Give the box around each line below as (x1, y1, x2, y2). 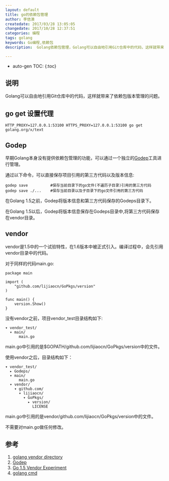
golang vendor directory (12, 454, 63, 460)
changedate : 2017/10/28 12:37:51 (5, 26, 75, 31)
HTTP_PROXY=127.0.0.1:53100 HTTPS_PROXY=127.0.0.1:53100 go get (5, 123, 143, 128)
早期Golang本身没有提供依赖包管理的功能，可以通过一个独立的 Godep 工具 (5, 155, 157, 161)
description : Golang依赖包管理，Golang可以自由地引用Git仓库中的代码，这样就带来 (5, 45, 164, 50)
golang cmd (12, 470, 38, 476)
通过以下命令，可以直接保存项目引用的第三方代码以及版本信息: (5, 172, 135, 178)
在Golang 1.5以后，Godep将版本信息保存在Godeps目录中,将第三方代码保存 (5, 208, 160, 214)
